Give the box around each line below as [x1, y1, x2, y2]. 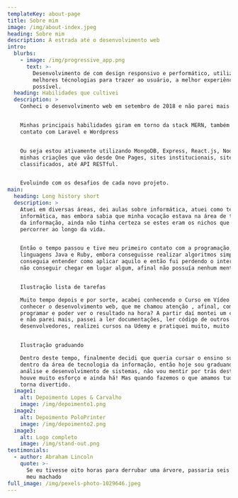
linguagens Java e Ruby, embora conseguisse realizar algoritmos [20, 251, 217, 259]
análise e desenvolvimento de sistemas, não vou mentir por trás [20, 367, 217, 375]
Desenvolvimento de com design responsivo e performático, [33, 70, 211, 77]
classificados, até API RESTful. [20, 160, 119, 167]
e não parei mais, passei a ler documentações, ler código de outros [20, 316, 230, 323]
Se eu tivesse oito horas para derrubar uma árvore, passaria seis [25, 466, 230, 474]
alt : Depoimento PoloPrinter [20, 414, 106, 421]
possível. [33, 83, 62, 90]
